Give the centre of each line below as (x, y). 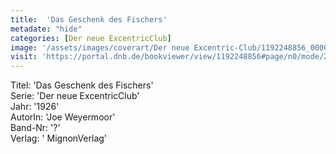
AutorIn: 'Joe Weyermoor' (63, 117)
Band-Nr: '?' (35, 128)
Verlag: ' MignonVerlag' (59, 138)
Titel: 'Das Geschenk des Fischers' (82, 85)
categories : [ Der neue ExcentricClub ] (91, 38)
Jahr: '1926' (35, 107)
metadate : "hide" (46, 29)
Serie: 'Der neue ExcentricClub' (75, 96)
